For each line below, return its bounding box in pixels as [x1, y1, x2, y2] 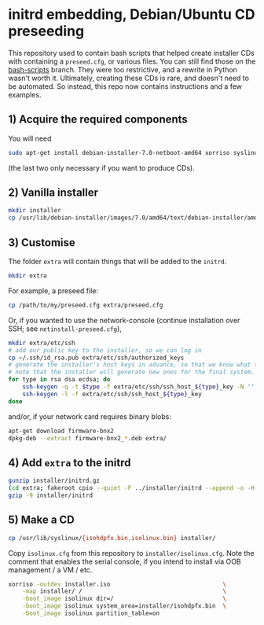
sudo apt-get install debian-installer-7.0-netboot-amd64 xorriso [8, 149, 230, 156]
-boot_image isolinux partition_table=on [22, 609, 159, 617]
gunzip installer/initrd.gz [8, 477, 101, 485]
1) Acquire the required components [8, 112, 189, 127]
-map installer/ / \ [22, 587, 226, 595]
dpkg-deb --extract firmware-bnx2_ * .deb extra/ [8, 434, 167, 442]
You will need [8, 134, 52, 143]
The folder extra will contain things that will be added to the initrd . [8, 257, 227, 266]
